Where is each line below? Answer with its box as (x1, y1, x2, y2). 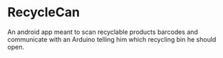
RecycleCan (7, 4, 81, 21)
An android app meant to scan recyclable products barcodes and (7, 28, 198, 36)
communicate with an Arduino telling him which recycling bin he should (7, 35, 217, 43)
